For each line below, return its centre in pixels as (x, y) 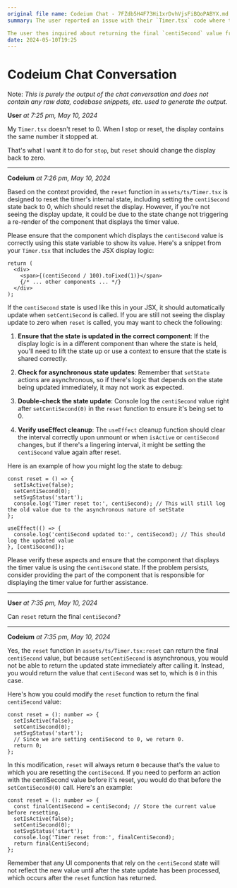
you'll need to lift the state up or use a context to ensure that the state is (122, 351)
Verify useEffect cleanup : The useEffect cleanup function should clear (121, 430)
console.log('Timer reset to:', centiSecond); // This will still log (120, 504)
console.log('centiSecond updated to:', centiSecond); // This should (120, 535)
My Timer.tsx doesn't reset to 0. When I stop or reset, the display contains (116, 129)
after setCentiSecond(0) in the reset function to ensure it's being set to (120, 409)
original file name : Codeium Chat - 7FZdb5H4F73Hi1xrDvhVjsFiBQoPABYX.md (118, 14)
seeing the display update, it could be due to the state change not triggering (118, 214)
